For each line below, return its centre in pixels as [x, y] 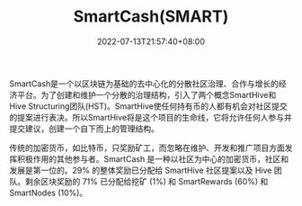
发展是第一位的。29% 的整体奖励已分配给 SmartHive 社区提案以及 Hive [141, 170]
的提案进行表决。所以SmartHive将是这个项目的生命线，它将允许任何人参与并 [151, 117]
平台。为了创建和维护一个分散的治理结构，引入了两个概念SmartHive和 [147, 94]
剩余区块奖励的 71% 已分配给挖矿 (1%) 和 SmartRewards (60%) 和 [147, 181]
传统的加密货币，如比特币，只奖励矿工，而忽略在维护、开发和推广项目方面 [147, 148]
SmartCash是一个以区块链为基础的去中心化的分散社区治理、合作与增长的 [144, 84]
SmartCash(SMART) [151, 17]
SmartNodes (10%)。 [49, 193]
